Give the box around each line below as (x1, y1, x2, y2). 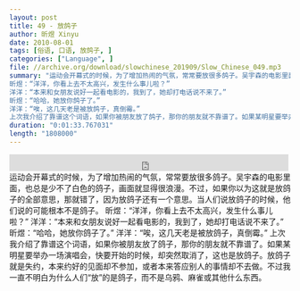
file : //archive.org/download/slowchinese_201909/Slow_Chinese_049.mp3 (9, 63, 281, 72)
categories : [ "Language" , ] (9, 54, 114, 63)
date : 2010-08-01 (9, 37, 74, 47)
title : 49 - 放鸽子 (9, 21, 78, 30)
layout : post (9, 12, 58, 22)
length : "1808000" (9, 129, 78, 138)
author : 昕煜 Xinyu (9, 29, 79, 38)
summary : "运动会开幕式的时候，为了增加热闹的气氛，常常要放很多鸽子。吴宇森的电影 (9, 71, 282, 80)
